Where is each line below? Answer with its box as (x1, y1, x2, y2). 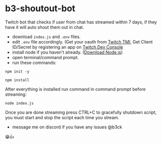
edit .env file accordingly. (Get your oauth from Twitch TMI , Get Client (12, 39, 153, 44)
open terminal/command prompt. (12, 54, 79, 60)
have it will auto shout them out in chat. (5, 24, 84, 30)
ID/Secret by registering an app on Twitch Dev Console (12, 44, 123, 50)
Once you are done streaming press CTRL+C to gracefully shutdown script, (5, 109, 157, 115)
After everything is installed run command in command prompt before (5, 86, 146, 92)
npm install (5, 78, 29, 82)
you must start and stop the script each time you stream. (5, 114, 119, 120)
